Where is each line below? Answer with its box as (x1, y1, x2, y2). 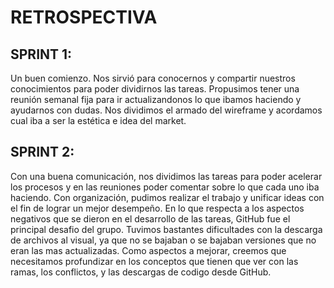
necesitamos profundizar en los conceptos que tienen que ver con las (10, 255, 299, 267)
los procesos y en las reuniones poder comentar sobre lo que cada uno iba (10, 181, 320, 193)
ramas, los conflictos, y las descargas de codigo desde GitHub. (10, 266, 272, 278)
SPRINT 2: (10, 144, 75, 161)
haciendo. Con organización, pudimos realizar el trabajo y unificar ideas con (10, 191, 325, 203)
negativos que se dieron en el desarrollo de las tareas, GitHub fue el (10, 212, 291, 225)
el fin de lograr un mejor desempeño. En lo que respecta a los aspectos (10, 202, 305, 214)
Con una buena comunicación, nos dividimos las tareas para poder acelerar (10, 170, 323, 182)
